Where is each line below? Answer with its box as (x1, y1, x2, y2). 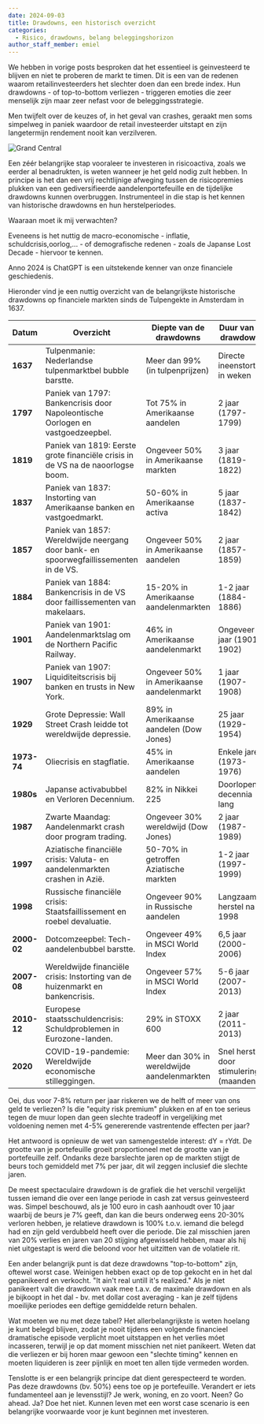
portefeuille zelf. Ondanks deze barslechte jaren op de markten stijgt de (8, 1153, 240, 1163)
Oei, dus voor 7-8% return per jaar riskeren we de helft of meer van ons (8, 1096, 241, 1105)
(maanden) (218, 1075, 259, 1087)
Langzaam (218, 892, 257, 903)
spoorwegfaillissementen (45, 554, 139, 565)
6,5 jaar (218, 929, 247, 940)
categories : (8, 26, 47, 34)
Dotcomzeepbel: (45, 934, 107, 945)
